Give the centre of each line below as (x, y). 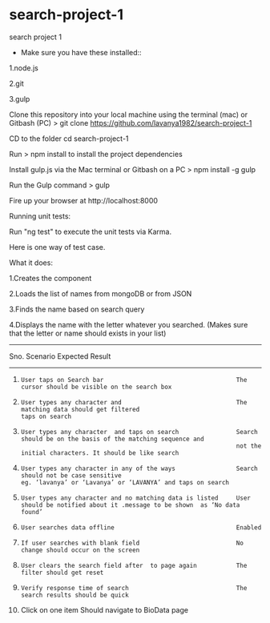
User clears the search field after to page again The (134, 565)
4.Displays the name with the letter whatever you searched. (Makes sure (129, 324)
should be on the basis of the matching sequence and (112, 439)
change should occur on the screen (80, 550)
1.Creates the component (50, 278)
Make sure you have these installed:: (81, 52)
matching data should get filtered (80, 409)
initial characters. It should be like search (100, 453)
